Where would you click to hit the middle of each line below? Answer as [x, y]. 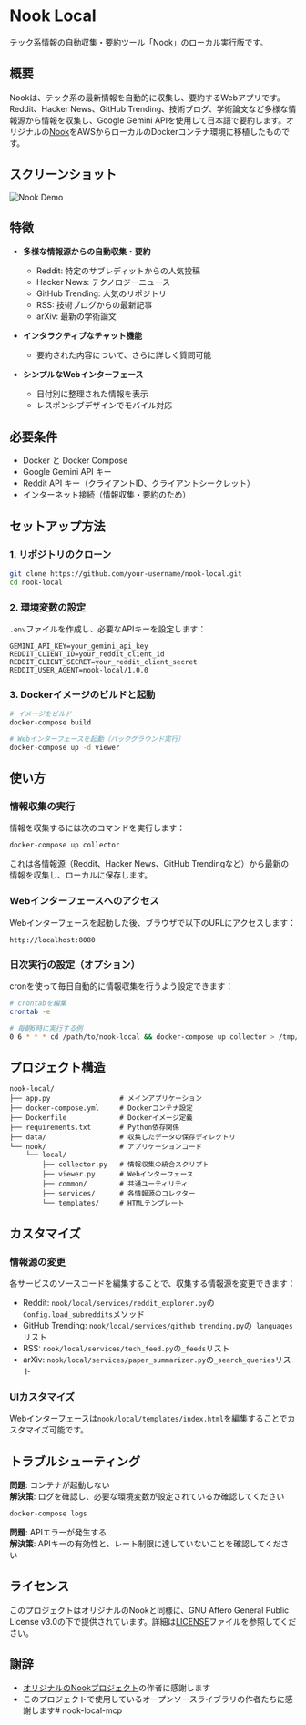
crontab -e [30, 1011]
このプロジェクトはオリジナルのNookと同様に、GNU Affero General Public [149, 1610]
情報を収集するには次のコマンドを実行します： [97, 828]
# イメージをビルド [41, 714]
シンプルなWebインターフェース [83, 375]
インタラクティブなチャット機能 [82, 336]
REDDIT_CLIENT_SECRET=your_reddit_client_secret [103, 662]
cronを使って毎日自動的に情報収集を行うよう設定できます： [122, 986]
